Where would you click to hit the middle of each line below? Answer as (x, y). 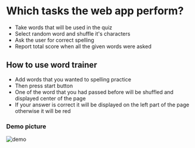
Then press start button (44, 86)
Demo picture (26, 126)
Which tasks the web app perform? (95, 11)
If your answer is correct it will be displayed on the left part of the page (102, 105)
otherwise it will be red (43, 111)
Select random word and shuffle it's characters (72, 33)
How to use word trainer (52, 65)
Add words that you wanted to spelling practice (73, 79)
